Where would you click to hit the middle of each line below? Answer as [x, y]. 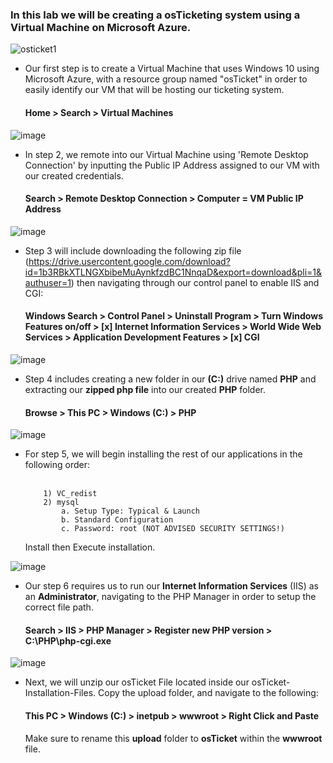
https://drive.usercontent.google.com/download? [129, 261]
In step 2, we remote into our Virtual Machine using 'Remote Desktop [166, 154]
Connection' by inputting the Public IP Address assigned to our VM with [172, 165]
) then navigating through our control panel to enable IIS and [195, 282]
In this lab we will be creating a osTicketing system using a [155, 15]
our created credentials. [74, 175]
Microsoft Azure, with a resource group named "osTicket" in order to [166, 79]
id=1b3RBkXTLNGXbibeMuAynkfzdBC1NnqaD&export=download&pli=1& [173, 272]
